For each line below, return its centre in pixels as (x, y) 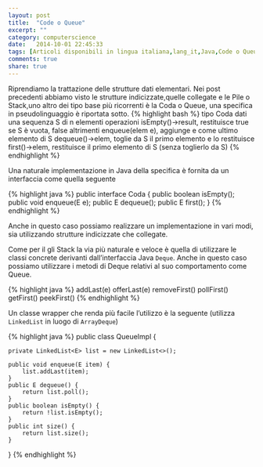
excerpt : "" (27, 30)
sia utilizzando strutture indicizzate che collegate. (88, 234)
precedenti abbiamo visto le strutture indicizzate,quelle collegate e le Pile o (129, 97)
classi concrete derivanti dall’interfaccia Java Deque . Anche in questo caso (128, 257)
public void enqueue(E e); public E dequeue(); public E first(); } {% (115, 202)
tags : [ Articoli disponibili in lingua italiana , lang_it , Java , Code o (124, 52)
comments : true (33, 60)
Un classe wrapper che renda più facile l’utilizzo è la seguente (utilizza (122, 313)
